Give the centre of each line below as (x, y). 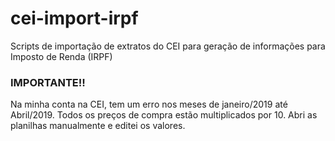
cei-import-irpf (74, 18)
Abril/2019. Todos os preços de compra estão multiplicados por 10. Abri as (164, 115)
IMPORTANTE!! (48, 82)
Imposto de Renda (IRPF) (61, 56)
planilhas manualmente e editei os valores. (98, 126)
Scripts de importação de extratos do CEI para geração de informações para (168, 46)
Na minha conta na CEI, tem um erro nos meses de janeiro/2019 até (149, 104)
